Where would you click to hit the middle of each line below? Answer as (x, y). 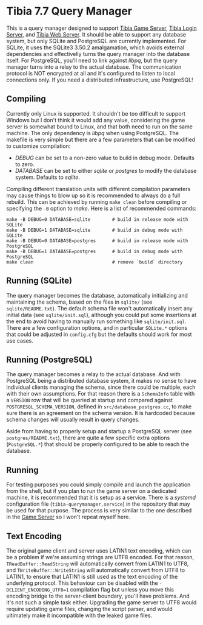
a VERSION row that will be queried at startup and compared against (90, 400)
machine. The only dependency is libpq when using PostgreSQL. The (92, 133)
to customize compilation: (38, 146)
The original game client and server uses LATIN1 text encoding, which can (99, 551)
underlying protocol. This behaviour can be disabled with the (82, 583)
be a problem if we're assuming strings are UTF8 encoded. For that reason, (100, 557)
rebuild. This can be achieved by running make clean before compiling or (97, 201)
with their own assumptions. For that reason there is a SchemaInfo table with (101, 394)
